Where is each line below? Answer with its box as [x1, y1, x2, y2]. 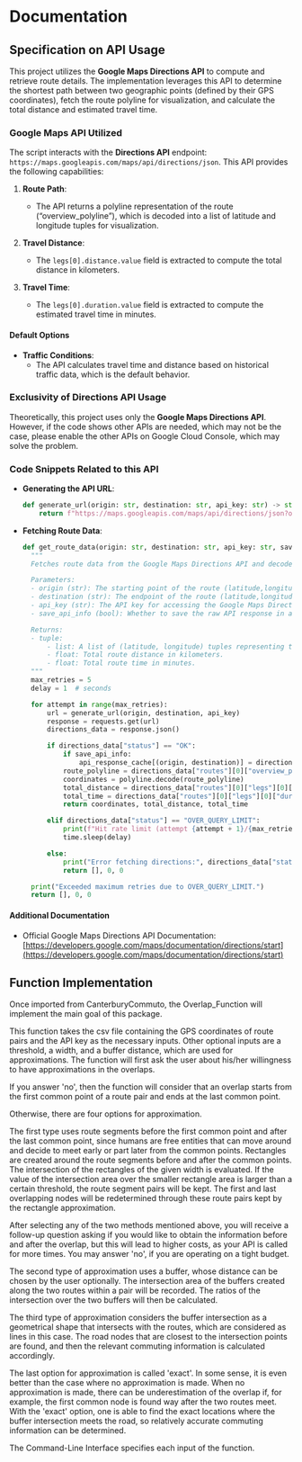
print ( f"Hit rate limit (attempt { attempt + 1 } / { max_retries [62, 825, 297, 834]
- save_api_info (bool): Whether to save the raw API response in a [31, 609, 293, 618]
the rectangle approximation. [9, 1203, 116, 1214]
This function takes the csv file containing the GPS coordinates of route [9, 1026, 274, 1036]
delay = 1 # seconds [31, 684, 112, 693]
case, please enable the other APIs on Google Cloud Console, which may [9, 430, 280, 442]
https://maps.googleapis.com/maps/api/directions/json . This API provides [9, 157, 289, 167]
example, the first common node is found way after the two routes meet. [9, 1396, 277, 1407]
